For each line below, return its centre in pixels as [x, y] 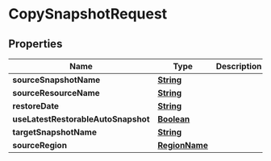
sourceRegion [40, 145]
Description [239, 66]
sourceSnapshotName [56, 80]
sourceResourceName [56, 93]
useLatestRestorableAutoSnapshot [81, 119]
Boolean [174, 119]
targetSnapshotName [54, 132]
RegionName [183, 145]
